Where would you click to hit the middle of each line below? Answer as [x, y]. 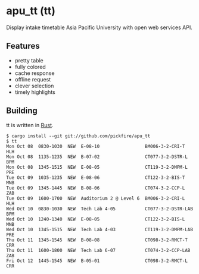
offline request [33, 79]
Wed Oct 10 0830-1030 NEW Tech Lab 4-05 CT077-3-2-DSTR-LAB [100, 209]
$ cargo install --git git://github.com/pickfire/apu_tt [78, 136]
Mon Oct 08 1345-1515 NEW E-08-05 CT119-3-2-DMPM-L [97, 167]
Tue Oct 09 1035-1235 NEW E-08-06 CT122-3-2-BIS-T [96, 177]
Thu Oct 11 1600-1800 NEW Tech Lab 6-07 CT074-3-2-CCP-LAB [98, 250]
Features [23, 46]
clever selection [34, 86]
